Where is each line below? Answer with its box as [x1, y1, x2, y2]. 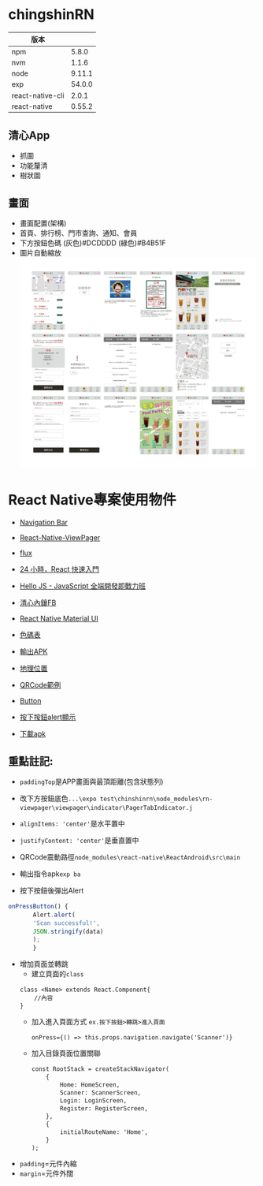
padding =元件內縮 [19, 1159, 77, 1169]
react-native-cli [11, 91, 65, 100]
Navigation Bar [19, 518, 69, 528]
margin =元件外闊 [19, 1169, 74, 1178]
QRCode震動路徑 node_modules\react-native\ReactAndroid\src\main [19, 852, 241, 861]
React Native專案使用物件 [8, 491, 177, 509]
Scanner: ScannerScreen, [59, 1089, 142, 1097]
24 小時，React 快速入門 [19, 565, 100, 574]
